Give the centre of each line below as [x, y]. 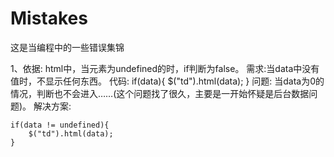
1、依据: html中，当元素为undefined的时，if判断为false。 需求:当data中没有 [165, 68]
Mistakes [49, 18]
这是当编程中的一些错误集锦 [67, 47]
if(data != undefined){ [60, 125]
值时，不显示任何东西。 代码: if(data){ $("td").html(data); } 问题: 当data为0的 [167, 81]
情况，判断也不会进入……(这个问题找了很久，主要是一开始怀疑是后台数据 [160, 93]
